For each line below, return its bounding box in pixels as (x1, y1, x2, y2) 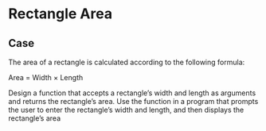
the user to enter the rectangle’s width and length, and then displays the (8, 105, 244, 114)
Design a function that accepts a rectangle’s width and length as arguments (8, 88, 256, 98)
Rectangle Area (8, 5, 113, 23)
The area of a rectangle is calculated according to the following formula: (8, 57, 245, 67)
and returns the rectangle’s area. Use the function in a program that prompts (8, 97, 259, 106)
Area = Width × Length (8, 73, 84, 82)
